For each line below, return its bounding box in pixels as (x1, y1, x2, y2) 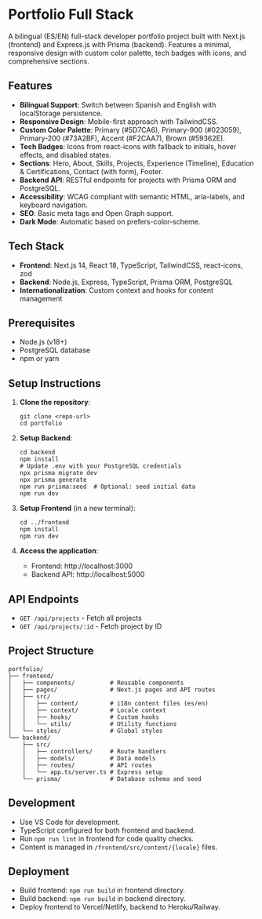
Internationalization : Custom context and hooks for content (19, 285, 214, 295)
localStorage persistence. (19, 108, 103, 118)
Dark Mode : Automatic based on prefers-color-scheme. (19, 217, 201, 226)
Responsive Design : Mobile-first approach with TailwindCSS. (19, 116, 218, 126)
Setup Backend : (19, 433, 73, 443)
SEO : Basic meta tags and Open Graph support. (19, 208, 174, 217)
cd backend (19, 449, 56, 457)
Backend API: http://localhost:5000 (31, 570, 145, 579)
